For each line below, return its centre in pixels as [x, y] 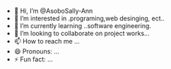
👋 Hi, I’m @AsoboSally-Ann [53, 11]
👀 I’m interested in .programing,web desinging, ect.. [89, 18]
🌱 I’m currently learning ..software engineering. [83, 26]
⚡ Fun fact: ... [33, 59]
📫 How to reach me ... [47, 41]
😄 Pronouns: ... [37, 51]
